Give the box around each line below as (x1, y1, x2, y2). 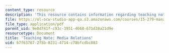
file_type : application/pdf (5, 21, 64, 27)
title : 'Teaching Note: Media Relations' (5, 36, 94, 41)
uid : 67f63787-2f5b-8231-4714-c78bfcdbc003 (5, 40, 98, 45)
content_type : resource (5, 7, 55, 13)
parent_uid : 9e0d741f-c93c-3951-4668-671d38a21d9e (5, 26, 114, 31)
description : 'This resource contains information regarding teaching (5, 12, 156, 17)
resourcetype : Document (5, 31, 55, 36)
